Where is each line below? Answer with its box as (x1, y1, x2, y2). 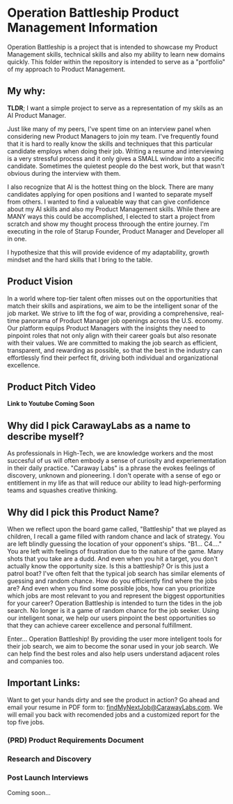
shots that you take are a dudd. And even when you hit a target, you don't (7, 554, 218, 563)
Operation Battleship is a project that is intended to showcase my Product (7, 43, 218, 51)
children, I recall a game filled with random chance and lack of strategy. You (7, 532, 225, 540)
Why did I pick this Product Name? (7, 506, 160, 518)
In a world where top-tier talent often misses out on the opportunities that (7, 294, 218, 303)
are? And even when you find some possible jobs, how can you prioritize (7, 584, 216, 592)
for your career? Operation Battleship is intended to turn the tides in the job (7, 599, 223, 607)
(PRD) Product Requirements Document (7, 735, 144, 745)
